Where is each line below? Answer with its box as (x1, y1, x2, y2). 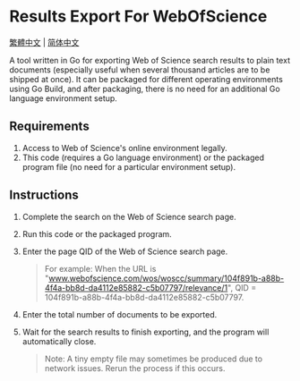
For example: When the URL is (44, 263, 157, 274)
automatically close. (21, 335, 97, 346)
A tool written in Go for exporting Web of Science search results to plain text (9, 55, 291, 65)
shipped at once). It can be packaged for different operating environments (9, 73, 284, 84)
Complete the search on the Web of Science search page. (21, 211, 236, 222)
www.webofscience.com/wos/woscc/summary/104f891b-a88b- (48, 273, 285, 284)
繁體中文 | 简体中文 (9, 37, 80, 47)
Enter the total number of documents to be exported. (21, 309, 218, 319)
